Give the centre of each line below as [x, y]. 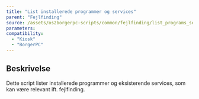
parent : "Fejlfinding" [34, 17]
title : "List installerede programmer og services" [71, 12]
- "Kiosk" [23, 39]
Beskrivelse [28, 69]
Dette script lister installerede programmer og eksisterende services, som [96, 83]
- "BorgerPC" [28, 45]
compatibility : [25, 34]
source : [16, 23]
